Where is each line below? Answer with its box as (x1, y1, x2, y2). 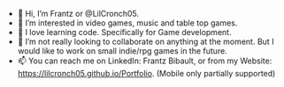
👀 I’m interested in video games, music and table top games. (17, 18, 238, 28)
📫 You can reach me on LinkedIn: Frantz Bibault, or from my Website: (17, 55, 272, 66)
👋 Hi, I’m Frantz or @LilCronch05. (17, 9, 140, 18)
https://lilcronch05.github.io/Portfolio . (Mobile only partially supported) (17, 69, 276, 78)
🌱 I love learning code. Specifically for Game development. (17, 27, 232, 37)
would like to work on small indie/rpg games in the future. (17, 46, 227, 56)
